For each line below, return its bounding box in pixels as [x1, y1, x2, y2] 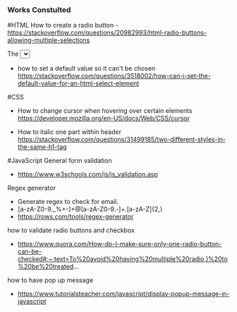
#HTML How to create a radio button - [7, 21, 119, 30]
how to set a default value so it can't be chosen [17, 64, 156, 73]
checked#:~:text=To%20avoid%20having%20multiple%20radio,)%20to [17, 255, 228, 263]
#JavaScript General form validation [7, 157, 112, 165]
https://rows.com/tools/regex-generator [17, 212, 134, 221]
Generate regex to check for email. [17, 198, 119, 206]
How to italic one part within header [17, 128, 122, 136]
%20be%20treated [17, 263, 74, 271]
